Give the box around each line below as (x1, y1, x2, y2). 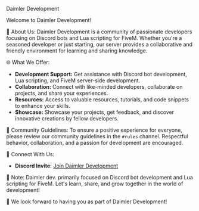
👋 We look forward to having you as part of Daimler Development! (6, 198, 167, 205)
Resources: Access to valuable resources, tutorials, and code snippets (14, 96, 189, 103)
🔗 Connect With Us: (6, 151, 55, 157)
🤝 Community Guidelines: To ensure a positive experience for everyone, (6, 126, 183, 134)
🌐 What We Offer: (6, 59, 50, 66)
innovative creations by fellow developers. (14, 115, 119, 122)
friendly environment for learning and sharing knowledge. (6, 47, 148, 54)
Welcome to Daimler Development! (6, 17, 91, 23)
